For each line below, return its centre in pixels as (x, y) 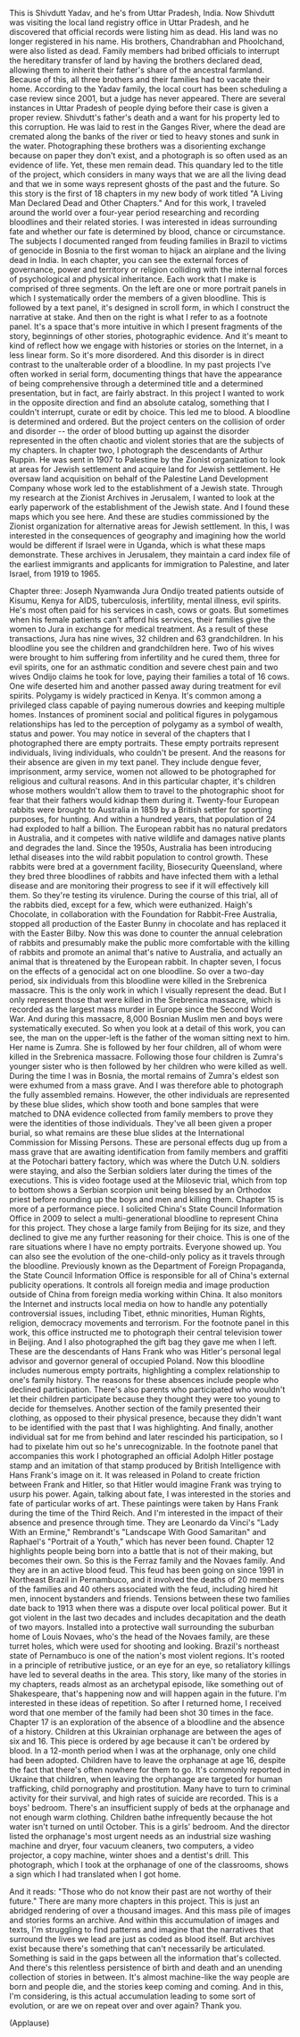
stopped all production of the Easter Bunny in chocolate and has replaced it (148, 924)
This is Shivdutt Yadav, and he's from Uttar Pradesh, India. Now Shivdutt (142, 13)
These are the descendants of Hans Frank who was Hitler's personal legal (145, 1351)
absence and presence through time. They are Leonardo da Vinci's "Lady (144, 1523)
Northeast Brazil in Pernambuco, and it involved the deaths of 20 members (147, 1579)
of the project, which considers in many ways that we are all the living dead (148, 174)
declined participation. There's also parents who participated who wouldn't (147, 1389)
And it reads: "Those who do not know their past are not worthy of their (141, 1892)
